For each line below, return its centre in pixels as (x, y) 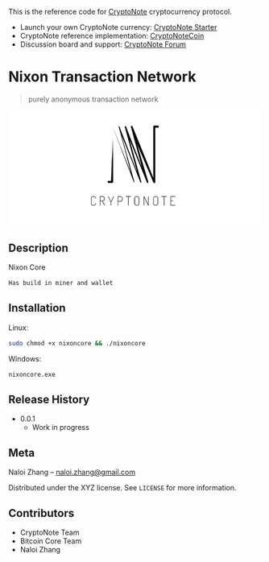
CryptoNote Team (50, 532)
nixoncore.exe (32, 374)
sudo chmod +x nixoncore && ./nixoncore (77, 343)
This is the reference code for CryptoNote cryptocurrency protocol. (120, 12)
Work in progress (61, 428)
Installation (37, 308)
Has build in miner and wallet (61, 283)
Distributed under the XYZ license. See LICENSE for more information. (122, 488)
